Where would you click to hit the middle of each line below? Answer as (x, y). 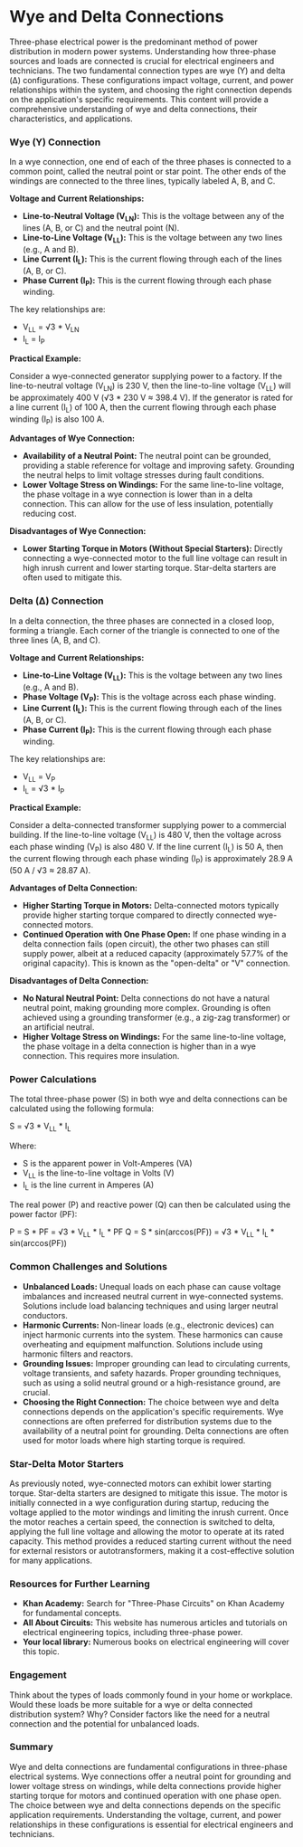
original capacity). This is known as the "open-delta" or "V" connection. (156, 963)
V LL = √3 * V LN (51, 328)
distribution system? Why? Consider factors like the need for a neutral (139, 1714)
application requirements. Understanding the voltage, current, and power (146, 1814)
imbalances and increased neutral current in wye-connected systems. (153, 1296)
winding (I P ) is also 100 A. (57, 420)
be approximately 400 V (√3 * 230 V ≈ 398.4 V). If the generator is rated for (151, 397)
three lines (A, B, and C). (55, 640)
